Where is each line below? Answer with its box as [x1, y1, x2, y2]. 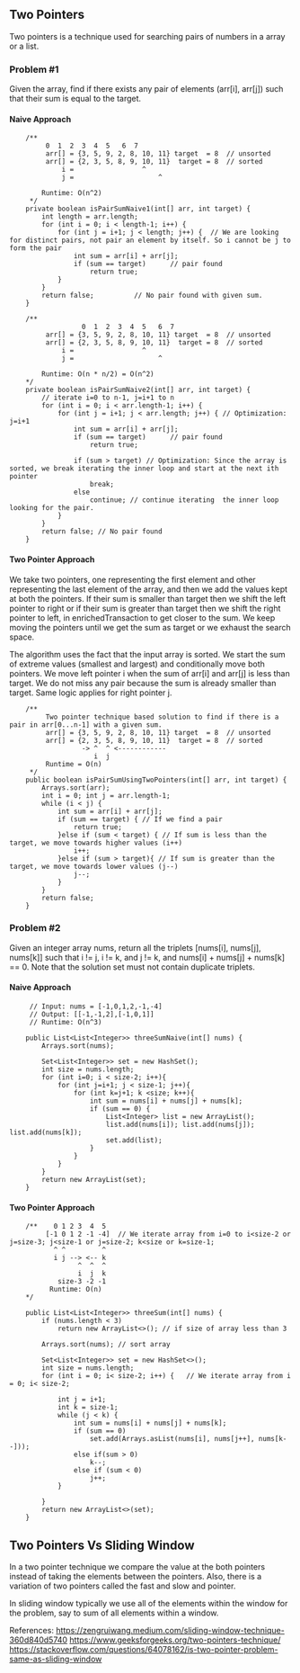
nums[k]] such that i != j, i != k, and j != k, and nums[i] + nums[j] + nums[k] [9, 952, 286, 962]
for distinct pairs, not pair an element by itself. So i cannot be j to [9, 236, 292, 246]
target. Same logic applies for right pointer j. [9, 687, 172, 698]
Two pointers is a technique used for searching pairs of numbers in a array [9, 31, 286, 41]
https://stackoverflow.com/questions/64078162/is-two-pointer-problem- [9, 1644, 278, 1655]
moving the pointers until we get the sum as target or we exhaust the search [9, 622, 292, 632]
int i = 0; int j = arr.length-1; [41, 791, 171, 800]
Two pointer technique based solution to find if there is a [45, 712, 279, 721]
